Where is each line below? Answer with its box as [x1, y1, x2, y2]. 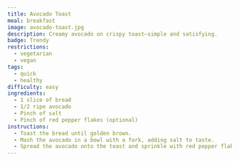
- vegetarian [14, 51, 53, 58]
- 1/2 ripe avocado [14, 103, 72, 110]
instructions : [7, 123, 50, 130]
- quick [14, 70, 37, 77]
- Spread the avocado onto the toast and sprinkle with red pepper [14, 143, 218, 150]
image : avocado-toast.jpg [7, 24, 84, 31]
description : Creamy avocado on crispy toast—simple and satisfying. [7, 30, 218, 38]
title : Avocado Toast [7, 10, 72, 18]
